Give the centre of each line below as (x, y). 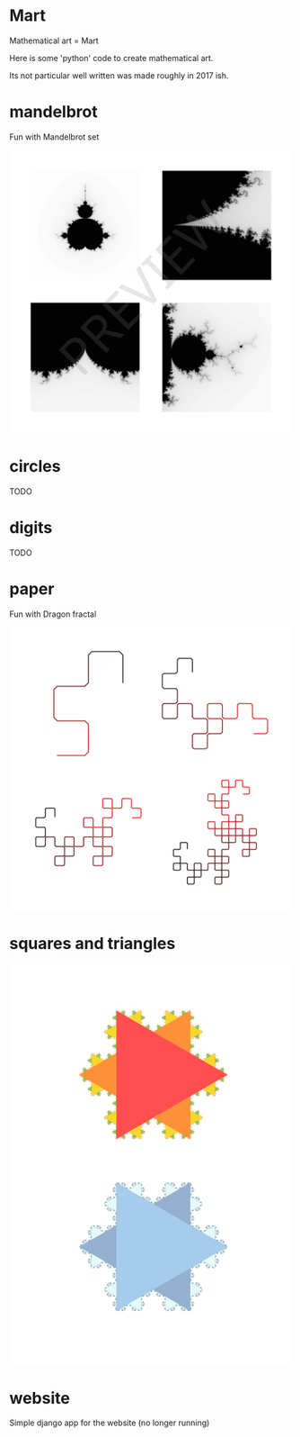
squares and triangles (93, 943)
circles (35, 467)
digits (31, 528)
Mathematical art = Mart (54, 41)
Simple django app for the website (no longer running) (110, 1423)
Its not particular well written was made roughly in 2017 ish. (119, 75)
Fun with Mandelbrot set (54, 137)
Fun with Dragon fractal (53, 614)
